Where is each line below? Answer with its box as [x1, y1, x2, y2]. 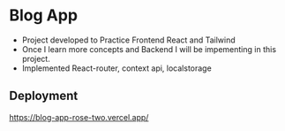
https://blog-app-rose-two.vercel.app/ [9, 112, 149, 122]
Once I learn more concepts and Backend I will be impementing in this [21, 43, 276, 54]
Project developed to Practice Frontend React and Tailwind [21, 35, 236, 45]
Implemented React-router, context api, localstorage [21, 63, 212, 73]
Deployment [9, 89, 79, 104]
